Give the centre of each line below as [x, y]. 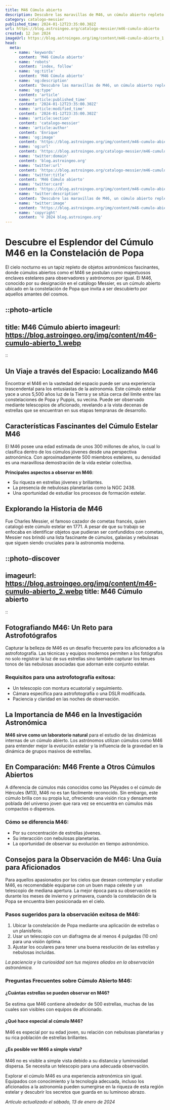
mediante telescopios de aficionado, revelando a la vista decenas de [77, 405]
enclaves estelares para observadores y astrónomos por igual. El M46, [79, 278]
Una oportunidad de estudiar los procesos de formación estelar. [79, 493]
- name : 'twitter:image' [40, 203]
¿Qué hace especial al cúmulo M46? [44, 1021]
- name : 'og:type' [34, 90]
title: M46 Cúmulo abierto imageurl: [63, 327]
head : [11, 43]
